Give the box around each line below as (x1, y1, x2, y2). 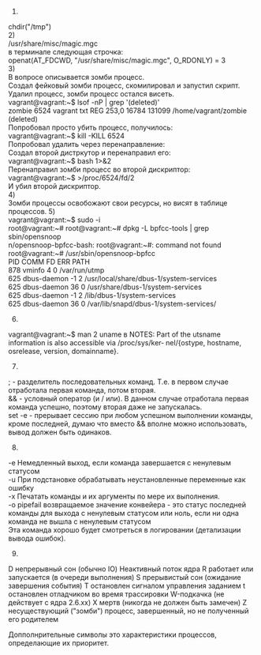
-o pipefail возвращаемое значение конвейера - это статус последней (8, 500, 247, 509)
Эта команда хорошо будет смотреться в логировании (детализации (8, 525, 241, 534)
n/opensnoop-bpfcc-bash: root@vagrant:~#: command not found (8, 240, 222, 250)
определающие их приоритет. (8, 638, 110, 647)
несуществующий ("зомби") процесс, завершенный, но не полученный (8, 606, 250, 615)
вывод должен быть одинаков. (8, 427, 112, 437)
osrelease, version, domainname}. (8, 347, 119, 356)
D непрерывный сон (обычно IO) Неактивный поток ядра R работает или (8, 564, 254, 574)
